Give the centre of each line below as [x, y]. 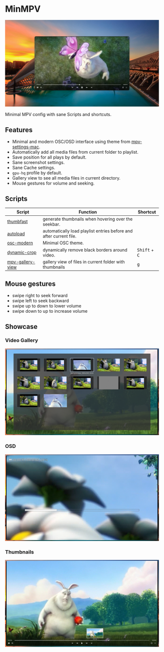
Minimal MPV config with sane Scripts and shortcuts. [58, 115]
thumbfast [17, 222]
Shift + [145, 250]
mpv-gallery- [21, 262]
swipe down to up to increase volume [50, 311]
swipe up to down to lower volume [47, 306]
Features [19, 130]
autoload [16, 233]
